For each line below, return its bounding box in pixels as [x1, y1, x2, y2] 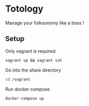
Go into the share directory [5, 67, 62, 73]
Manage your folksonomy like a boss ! [5, 20, 84, 26]
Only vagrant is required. [5, 48, 57, 54]
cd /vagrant [5, 77, 30, 82]
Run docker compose [5, 86, 50, 92]
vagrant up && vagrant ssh [5, 58, 62, 63]
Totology [5, 3, 44, 15]
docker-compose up [5, 96, 44, 101]
